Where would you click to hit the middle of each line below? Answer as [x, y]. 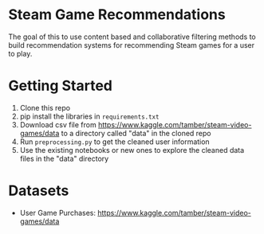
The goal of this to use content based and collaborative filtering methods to [132, 37]
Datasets [39, 191]
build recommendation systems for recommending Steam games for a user [132, 45]
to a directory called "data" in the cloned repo [136, 133]
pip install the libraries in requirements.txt [89, 116]
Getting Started [61, 86]
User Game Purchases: [58, 213]
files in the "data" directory [64, 158]
